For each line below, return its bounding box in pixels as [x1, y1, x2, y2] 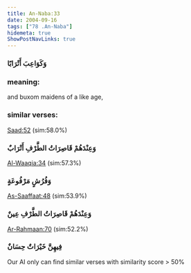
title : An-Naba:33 [7, 10, 60, 17]
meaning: [7, 77, 40, 86]
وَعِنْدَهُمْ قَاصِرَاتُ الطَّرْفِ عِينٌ [7, 209, 92, 218]
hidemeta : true [7, 29, 51, 37]
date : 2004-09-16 [7, 17, 57, 23]
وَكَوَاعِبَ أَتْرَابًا [7, 59, 47, 68]
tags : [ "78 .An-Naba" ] [7, 23, 73, 30]
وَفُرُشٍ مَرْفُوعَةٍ [7, 176, 52, 185]
